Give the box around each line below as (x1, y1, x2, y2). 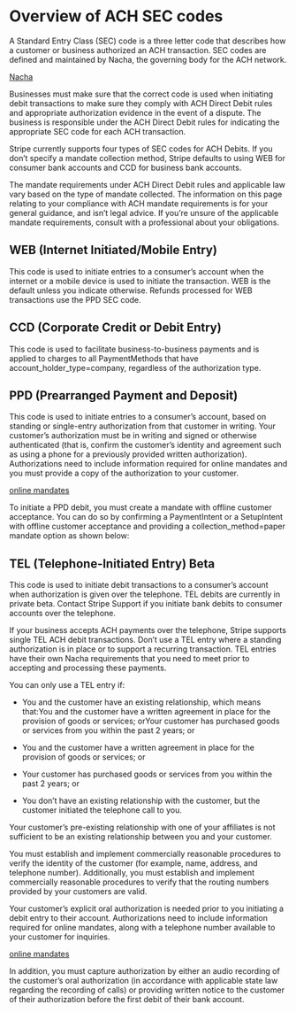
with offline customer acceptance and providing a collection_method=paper (9, 521, 285, 532)
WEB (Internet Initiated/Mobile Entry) (9, 243, 218, 258)
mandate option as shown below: (9, 530, 130, 541)
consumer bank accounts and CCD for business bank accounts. (9, 162, 242, 173)
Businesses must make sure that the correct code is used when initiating (9, 89, 274, 99)
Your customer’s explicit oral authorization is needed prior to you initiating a (9, 903, 285, 914)
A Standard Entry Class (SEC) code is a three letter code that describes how (9, 35, 286, 46)
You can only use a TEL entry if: (9, 680, 125, 691)
